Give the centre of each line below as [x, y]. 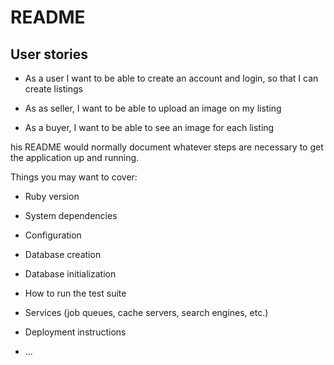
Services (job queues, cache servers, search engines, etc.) [146, 312]
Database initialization [70, 274]
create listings [53, 89]
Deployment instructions [75, 332]
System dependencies [71, 215]
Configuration [53, 235]
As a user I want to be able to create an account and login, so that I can [171, 78]
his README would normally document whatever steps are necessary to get [167, 147]
